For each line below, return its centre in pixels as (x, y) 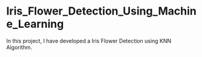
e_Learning (35, 24)
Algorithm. (19, 47)
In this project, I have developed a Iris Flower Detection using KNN (89, 41)
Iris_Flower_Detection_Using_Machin (101, 11)
